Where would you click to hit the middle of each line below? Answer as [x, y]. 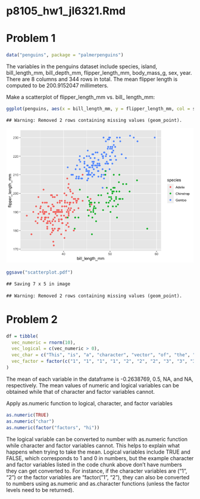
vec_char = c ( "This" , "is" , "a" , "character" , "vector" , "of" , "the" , [101, 355]
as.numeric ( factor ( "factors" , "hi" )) [53, 428]
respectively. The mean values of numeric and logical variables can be [93, 385]
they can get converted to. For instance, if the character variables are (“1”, [97, 471]
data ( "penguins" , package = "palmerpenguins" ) [65, 55]
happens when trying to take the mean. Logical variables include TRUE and [98, 452]
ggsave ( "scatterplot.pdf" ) [40, 272]
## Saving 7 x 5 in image [38, 284]
